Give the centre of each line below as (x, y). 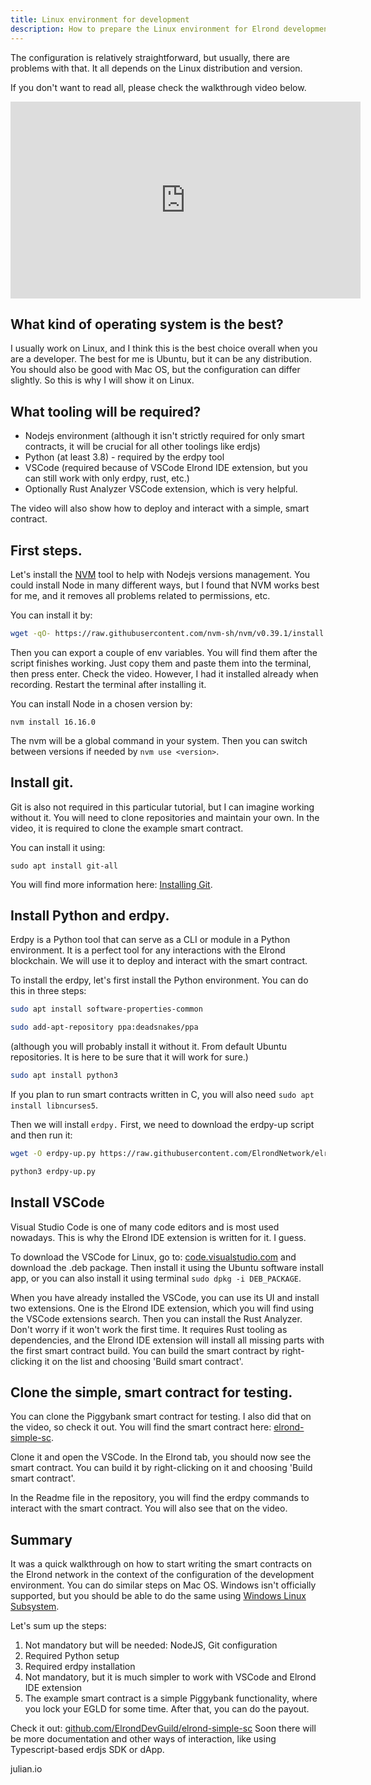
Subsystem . (35, 1607)
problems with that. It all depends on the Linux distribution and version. (156, 68)
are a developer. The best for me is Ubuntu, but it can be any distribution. (161, 359)
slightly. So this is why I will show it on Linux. (102, 380)
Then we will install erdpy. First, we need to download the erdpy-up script (162, 1125)
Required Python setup (72, 1656)
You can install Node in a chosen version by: (101, 703)
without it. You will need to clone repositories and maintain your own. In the (165, 817)
